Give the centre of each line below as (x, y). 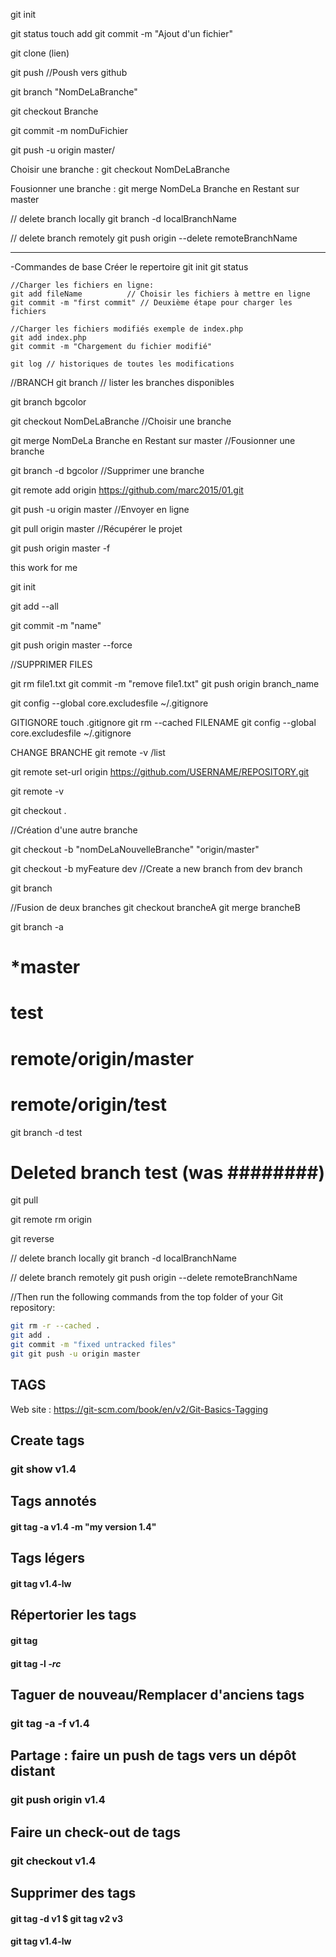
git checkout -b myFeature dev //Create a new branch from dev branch (156, 868)
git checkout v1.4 (53, 1861)
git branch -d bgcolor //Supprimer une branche (107, 470)
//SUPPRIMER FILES (51, 664)
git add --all (34, 606)
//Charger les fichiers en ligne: (82, 285)
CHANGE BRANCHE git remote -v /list (88, 752)
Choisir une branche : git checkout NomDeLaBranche (120, 169)
